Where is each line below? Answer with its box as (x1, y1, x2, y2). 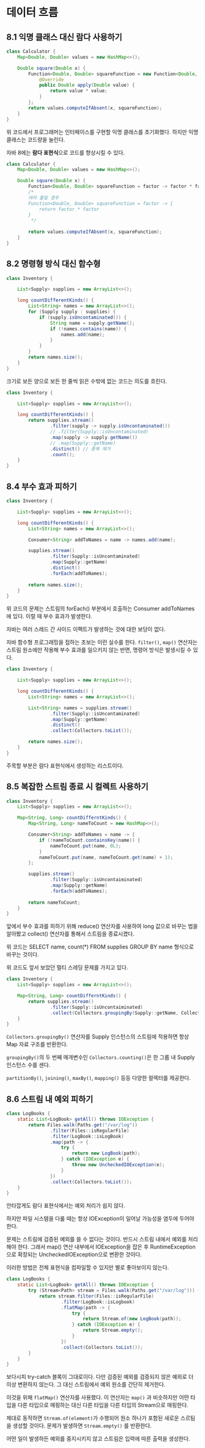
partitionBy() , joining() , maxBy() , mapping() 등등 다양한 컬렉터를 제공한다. (6, 1074, 191, 1082)
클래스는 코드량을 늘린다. (6, 136, 65, 143)
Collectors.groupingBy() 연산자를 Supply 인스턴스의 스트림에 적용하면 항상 (6, 1033, 189, 1040)
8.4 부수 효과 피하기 (6, 481, 77, 492)
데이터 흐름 (6, 6, 59, 20)
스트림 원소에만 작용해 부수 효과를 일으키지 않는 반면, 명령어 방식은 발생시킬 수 (6, 646, 192, 654)
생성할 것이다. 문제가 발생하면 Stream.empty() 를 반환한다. (12, 1422, 152, 1430)
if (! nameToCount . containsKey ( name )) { (38, 837, 140, 843)
